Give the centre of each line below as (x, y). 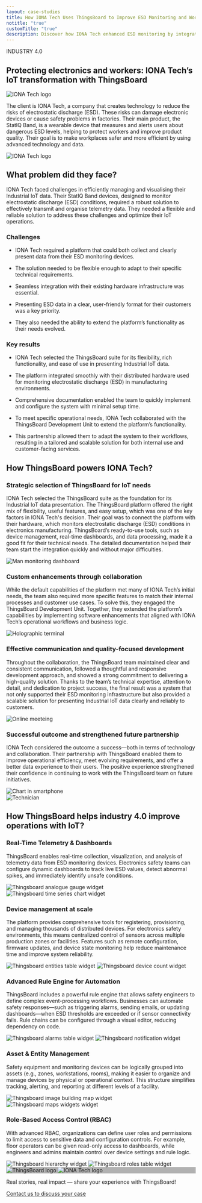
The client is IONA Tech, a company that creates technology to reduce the (98, 105)
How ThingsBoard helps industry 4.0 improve (93, 817)
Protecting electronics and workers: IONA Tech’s (99, 70)
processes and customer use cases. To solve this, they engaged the (91, 602)
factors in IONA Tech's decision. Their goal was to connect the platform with (101, 517)
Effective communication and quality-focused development (95, 649)
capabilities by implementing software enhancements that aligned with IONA (101, 616)
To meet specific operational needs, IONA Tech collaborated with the (100, 418)
